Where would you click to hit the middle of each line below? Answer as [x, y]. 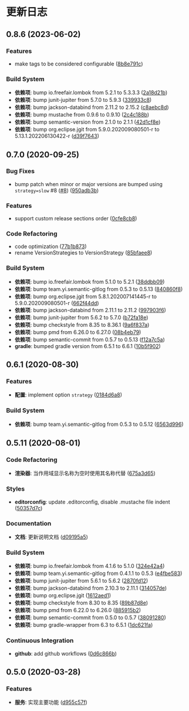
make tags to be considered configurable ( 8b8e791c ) [79, 64]
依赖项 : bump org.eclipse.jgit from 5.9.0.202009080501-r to [87, 130]
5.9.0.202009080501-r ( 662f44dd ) [57, 303]
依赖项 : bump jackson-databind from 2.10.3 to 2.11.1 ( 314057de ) [91, 588]
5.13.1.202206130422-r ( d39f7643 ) [57, 136]
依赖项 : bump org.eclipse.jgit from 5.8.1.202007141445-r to [86, 296]
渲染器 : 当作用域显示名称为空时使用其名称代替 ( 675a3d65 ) [85, 473]
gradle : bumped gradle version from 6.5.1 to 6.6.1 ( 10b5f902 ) [88, 346]
